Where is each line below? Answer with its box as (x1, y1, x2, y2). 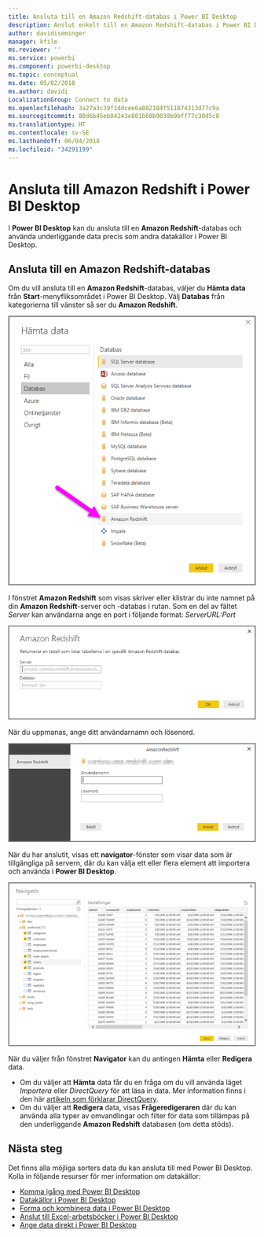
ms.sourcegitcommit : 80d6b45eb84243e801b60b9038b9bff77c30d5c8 (8, 113, 220, 120)
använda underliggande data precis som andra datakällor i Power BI (8, 231, 228, 241)
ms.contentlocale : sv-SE (8, 129, 90, 137)
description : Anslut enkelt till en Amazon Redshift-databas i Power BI (8, 20, 251, 29)
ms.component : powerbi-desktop (8, 63, 111, 71)
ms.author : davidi (8, 87, 68, 95)
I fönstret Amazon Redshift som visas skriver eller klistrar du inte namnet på (8, 593, 255, 602)
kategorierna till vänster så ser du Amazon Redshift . (8, 300, 178, 310)
